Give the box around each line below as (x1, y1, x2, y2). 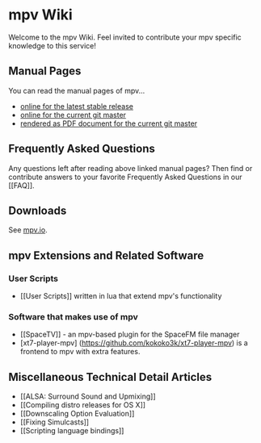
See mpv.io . (8, 225, 48, 235)
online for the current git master (19, 110, 127, 119)
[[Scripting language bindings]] (19, 426, 124, 436)
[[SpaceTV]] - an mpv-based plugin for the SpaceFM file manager (19, 329, 240, 340)
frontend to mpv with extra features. (19, 347, 141, 357)
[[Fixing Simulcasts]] (19, 417, 90, 427)
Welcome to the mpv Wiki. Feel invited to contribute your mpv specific (8, 32, 242, 42)
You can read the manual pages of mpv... (8, 86, 145, 95)
